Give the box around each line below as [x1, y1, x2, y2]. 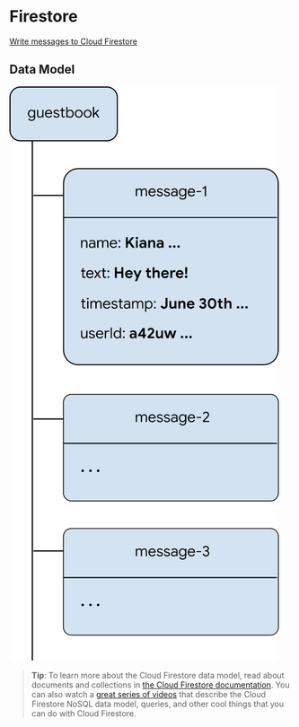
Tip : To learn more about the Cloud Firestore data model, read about [31, 670, 285, 680]
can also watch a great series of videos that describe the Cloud [31, 688, 267, 699]
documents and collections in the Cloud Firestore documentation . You [31, 679, 290, 690]
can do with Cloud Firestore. [31, 707, 136, 719]
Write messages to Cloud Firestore [9, 36, 137, 47]
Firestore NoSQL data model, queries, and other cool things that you [31, 698, 285, 709]
